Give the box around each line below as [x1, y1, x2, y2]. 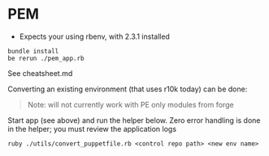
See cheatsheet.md [7, 68, 73, 78]
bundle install [7, 47, 59, 55]
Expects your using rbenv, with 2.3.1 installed [19, 32, 170, 41]
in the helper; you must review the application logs [7, 124, 176, 133]
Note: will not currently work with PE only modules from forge [27, 99, 234, 109]
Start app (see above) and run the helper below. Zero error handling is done [7, 115, 261, 125]
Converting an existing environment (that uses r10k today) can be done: [7, 84, 248, 94]
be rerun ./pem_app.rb [7, 54, 85, 62]
